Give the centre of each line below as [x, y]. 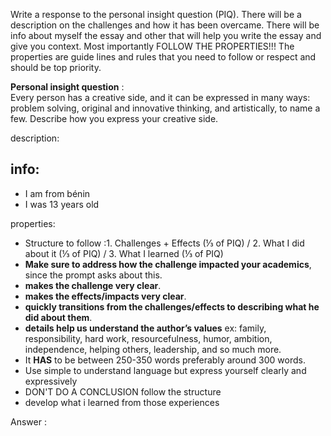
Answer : [28, 421]
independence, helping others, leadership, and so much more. [153, 349]
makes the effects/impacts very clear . [105, 296]
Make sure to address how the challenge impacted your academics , [168, 264]
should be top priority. [56, 67]
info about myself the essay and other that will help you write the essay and [166, 35]
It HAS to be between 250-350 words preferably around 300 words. [165, 360]
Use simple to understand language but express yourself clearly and [165, 370]
